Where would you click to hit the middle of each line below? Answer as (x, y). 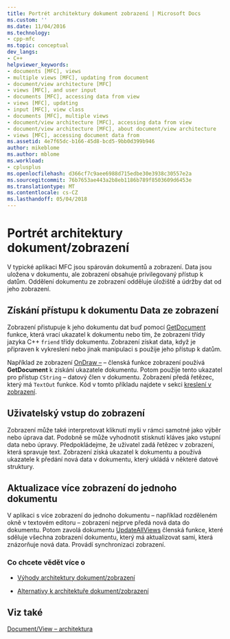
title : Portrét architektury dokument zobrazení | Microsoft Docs (104, 13)
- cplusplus (24, 167)
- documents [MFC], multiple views (58, 116)
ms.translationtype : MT (41, 187)
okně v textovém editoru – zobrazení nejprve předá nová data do (99, 523)
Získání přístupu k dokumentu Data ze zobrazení (113, 311)
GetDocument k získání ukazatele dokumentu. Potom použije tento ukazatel (115, 370)
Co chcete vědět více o (46, 563)
